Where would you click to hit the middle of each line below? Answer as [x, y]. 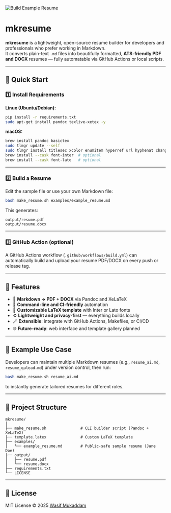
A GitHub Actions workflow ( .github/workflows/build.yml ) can [71, 255]
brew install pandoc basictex [37, 141]
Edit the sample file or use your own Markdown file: [59, 191]
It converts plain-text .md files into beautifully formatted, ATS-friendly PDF [83, 53]
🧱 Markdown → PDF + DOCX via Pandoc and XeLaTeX [70, 299]
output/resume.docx [26, 224]
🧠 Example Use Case [39, 350]
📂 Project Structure [36, 407]
